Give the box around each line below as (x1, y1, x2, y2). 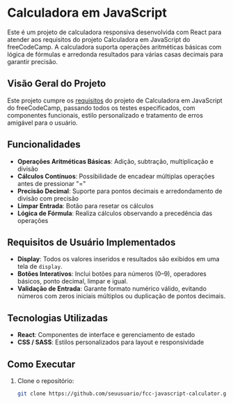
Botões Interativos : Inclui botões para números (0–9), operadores (17, 270, 207, 278)
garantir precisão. (7, 57, 58, 65)
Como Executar (7, 358, 76, 370)
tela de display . (17, 263, 63, 271)
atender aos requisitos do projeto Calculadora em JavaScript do (7, 35, 191, 43)
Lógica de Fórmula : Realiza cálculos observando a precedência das (17, 209, 213, 217)
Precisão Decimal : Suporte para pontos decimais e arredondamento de (17, 187, 223, 195)
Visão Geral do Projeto (7, 78, 106, 90)
